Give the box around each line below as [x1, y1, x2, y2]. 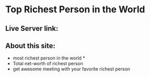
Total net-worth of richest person [12, 61, 83, 67]
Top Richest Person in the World [5, 4, 145, 15]
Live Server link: [5, 24, 59, 33]
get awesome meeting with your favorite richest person [12, 66, 130, 72]
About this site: [5, 41, 55, 50]
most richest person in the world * [12, 55, 86, 61]
